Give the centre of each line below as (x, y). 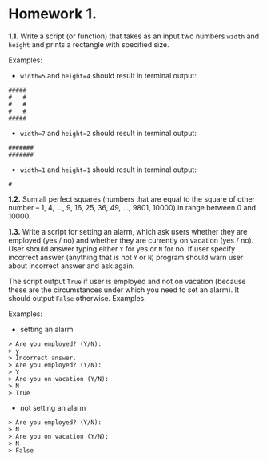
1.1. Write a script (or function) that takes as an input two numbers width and (134, 36)
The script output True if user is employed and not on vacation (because (127, 281)
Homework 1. (53, 14)
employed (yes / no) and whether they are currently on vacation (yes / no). (131, 240)
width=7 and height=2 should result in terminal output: (108, 133)
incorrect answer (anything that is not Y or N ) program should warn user (126, 257)
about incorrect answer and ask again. (72, 266)
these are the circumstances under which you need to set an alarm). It (124, 290)
